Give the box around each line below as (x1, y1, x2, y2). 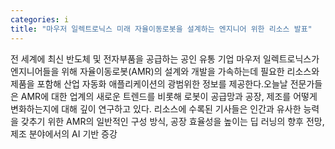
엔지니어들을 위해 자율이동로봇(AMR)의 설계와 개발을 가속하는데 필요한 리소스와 (10, 65, 320, 77)
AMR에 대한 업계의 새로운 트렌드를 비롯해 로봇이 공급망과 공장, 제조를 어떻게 (20, 90, 318, 102)
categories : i (10, 14, 70, 25)
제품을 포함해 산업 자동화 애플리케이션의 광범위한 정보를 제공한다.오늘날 (10, 77, 288, 90)
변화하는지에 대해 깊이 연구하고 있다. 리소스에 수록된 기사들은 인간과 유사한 (10, 102, 302, 115)
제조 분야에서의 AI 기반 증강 (10, 127, 118, 140)
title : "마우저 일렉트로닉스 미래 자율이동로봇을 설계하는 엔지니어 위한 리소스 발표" (10, 24, 313, 34)
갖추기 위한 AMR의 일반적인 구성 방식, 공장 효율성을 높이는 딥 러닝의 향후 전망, (20, 115, 325, 127)
